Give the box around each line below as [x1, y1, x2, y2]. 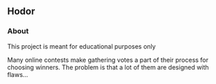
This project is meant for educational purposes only [7, 42, 156, 51]
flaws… [7, 70, 29, 78]
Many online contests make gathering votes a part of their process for [7, 56, 209, 64]
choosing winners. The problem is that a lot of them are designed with [7, 62, 210, 72]
